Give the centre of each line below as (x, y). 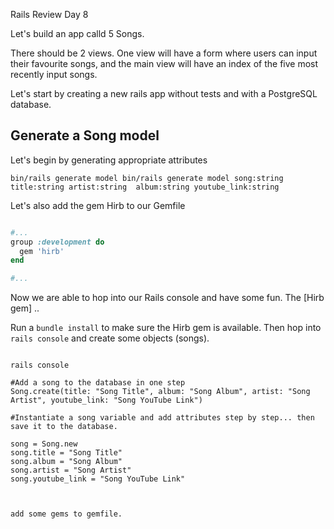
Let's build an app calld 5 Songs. (77, 33)
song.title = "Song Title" (66, 453)
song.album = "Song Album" (66, 462)
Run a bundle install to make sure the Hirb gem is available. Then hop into (166, 328)
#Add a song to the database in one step (98, 383)
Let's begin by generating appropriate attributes (109, 160)
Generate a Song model (85, 135)
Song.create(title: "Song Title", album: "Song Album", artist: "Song (160, 392)
